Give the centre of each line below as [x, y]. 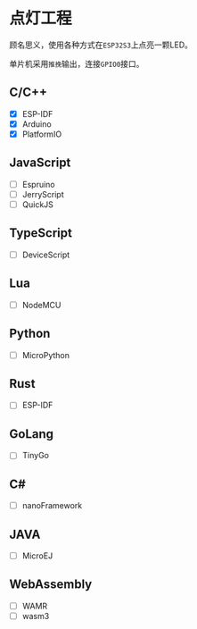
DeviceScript [46, 255]
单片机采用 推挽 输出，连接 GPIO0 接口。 [77, 63]
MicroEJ [37, 556]
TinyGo [35, 456]
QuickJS [37, 204]
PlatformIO [42, 134]
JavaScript [40, 163]
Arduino [37, 124]
